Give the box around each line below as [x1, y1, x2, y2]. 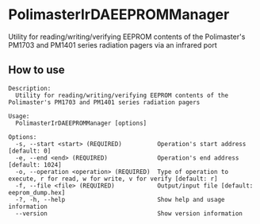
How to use [8, 64, 65, 77]
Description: [8, 84, 52, 92]
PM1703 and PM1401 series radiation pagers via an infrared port [8, 40, 217, 49]
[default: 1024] [8, 160, 62, 168]
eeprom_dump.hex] [8, 188, 66, 196]
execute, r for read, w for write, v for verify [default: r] [8, 175, 218, 183]
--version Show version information [15, 209, 243, 218]
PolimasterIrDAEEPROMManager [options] [15, 119, 147, 127]
